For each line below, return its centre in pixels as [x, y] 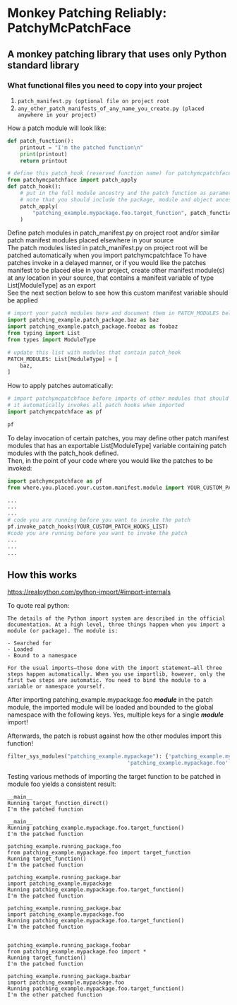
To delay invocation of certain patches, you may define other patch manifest [118, 438]
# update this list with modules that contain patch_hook [94, 352]
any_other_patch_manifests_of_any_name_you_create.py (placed [111, 108]
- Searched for [30, 643]
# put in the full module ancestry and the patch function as [113, 193]
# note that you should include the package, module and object [116, 199]
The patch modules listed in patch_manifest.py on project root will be [108, 248]
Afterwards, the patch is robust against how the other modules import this [115, 736]
